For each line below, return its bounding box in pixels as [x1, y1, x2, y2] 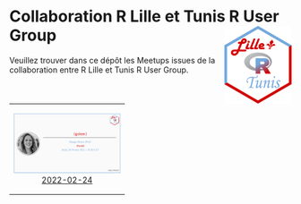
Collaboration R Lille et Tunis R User [9, 6, 279, 27]
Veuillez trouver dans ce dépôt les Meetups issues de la [9, 55, 216, 65]
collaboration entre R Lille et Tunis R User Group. [9, 64, 189, 75]
